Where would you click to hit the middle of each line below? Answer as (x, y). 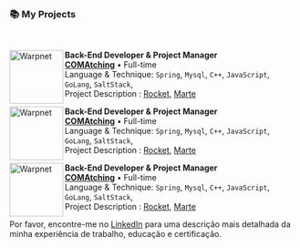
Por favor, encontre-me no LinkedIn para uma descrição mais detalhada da (150, 224)
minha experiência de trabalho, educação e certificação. (115, 234)
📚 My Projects (42, 14)
